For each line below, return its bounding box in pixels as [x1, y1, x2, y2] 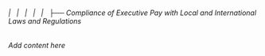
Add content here [8, 41, 66, 50]
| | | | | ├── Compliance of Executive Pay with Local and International [8, 8, 257, 17]
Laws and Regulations [8, 16, 82, 25]
